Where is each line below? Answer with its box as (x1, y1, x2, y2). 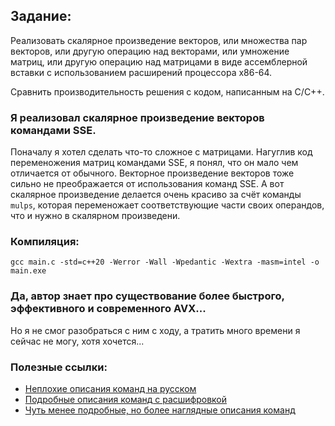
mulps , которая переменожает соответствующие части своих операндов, (10, 199, 325, 211)
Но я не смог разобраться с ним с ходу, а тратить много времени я (10, 324, 301, 336)
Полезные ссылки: (10, 360, 108, 374)
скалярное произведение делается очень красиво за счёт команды (10, 189, 302, 201)
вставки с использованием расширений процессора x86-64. (10, 66, 273, 78)
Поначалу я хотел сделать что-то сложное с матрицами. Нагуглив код (10, 146, 313, 158)
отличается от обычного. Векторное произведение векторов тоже (10, 167, 295, 179)
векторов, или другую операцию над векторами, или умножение (10, 45, 290, 57)
